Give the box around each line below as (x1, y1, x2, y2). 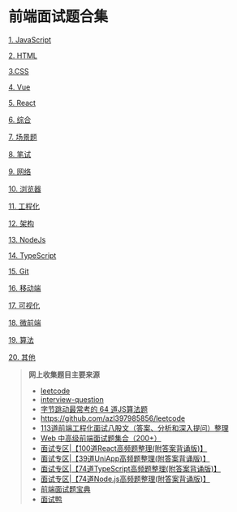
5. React (8, 98, 37, 107)
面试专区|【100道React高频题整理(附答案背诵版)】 (40, 443, 208, 453)
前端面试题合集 (8, 7, 109, 26)
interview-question (40, 394, 104, 404)
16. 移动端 (8, 282, 41, 293)
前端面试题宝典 (40, 484, 91, 493)
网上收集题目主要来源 (28, 370, 100, 379)
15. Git (8, 266, 30, 276)
